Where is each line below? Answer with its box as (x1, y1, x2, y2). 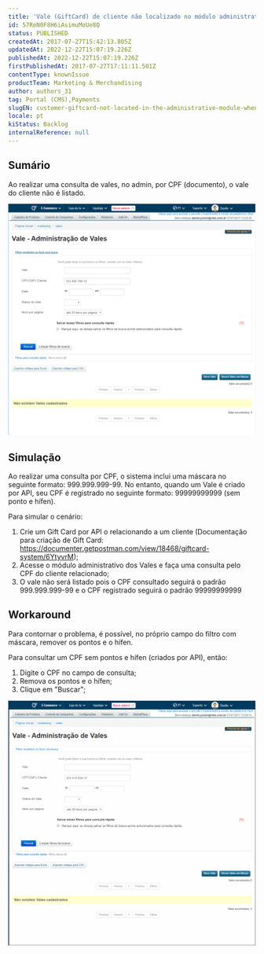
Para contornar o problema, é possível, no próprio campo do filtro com (8, 629, 237, 638)
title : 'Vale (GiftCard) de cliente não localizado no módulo (8, 13, 216, 20)
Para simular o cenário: (8, 512, 83, 522)
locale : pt (8, 112, 44, 120)
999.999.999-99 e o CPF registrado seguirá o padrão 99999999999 (19, 585, 242, 595)
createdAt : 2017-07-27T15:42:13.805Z (8, 38, 132, 46)
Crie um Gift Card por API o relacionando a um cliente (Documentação (19, 527, 247, 537)
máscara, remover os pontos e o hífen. (8, 637, 134, 647)
